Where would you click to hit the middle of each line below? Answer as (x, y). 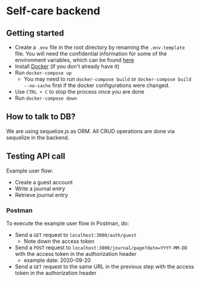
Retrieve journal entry (41, 194)
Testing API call (36, 156)
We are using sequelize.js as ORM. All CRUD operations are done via (90, 131)
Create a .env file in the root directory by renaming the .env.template (100, 47)
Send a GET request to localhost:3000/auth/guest (76, 234)
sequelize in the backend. (38, 137)
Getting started (35, 33)
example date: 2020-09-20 (57, 260)
